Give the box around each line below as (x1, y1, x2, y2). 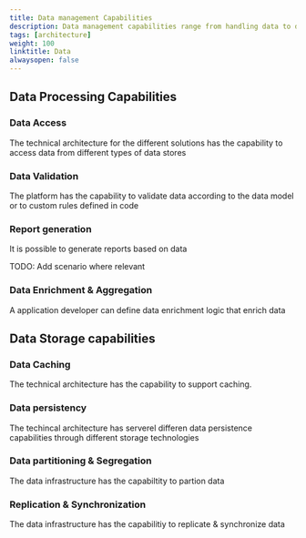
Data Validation (9, 169, 79, 182)
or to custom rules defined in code (9, 199, 139, 210)
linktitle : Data (9, 47, 71, 56)
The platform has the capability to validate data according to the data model (9, 190, 294, 201)
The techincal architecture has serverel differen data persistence (9, 422, 253, 433)
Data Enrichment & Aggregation (9, 284, 153, 297)
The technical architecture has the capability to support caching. (9, 379, 252, 390)
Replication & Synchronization (9, 498, 147, 511)
